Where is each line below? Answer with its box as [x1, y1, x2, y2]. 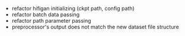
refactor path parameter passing [11, 17, 91, 24]
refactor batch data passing [11, 11, 80, 18]
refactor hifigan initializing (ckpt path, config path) [11, 5, 135, 12]
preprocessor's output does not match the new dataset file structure [11, 23, 179, 30]
